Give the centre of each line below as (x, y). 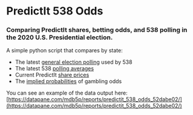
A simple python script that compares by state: (64, 51)
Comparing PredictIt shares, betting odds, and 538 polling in (97, 30)
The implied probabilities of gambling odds (68, 81)
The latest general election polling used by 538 (74, 62)
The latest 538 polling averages (54, 69)
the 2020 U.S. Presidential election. (60, 37)
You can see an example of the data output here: (67, 93)
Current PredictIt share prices (52, 75)
